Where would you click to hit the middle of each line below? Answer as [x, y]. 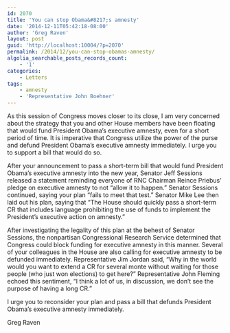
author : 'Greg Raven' [38, 33]
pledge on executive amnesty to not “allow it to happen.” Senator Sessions [113, 187]
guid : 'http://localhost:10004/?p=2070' [66, 45]
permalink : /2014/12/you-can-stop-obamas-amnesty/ [81, 52]
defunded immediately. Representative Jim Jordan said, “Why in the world [112, 259]
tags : [15, 84]
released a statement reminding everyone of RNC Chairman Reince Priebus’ [114, 180]
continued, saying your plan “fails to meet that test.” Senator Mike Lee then [113, 195]
